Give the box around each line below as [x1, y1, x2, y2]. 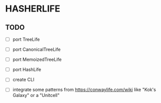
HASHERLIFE [5, 3, 61, 15]
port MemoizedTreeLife [12, 56, 62, 63]
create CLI [12, 76, 34, 83]
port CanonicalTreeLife [12, 46, 61, 53]
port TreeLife [12, 36, 40, 42]
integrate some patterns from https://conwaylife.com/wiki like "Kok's [12, 86, 156, 93]
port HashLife [12, 66, 42, 73]
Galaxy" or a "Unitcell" [12, 92, 60, 98]
